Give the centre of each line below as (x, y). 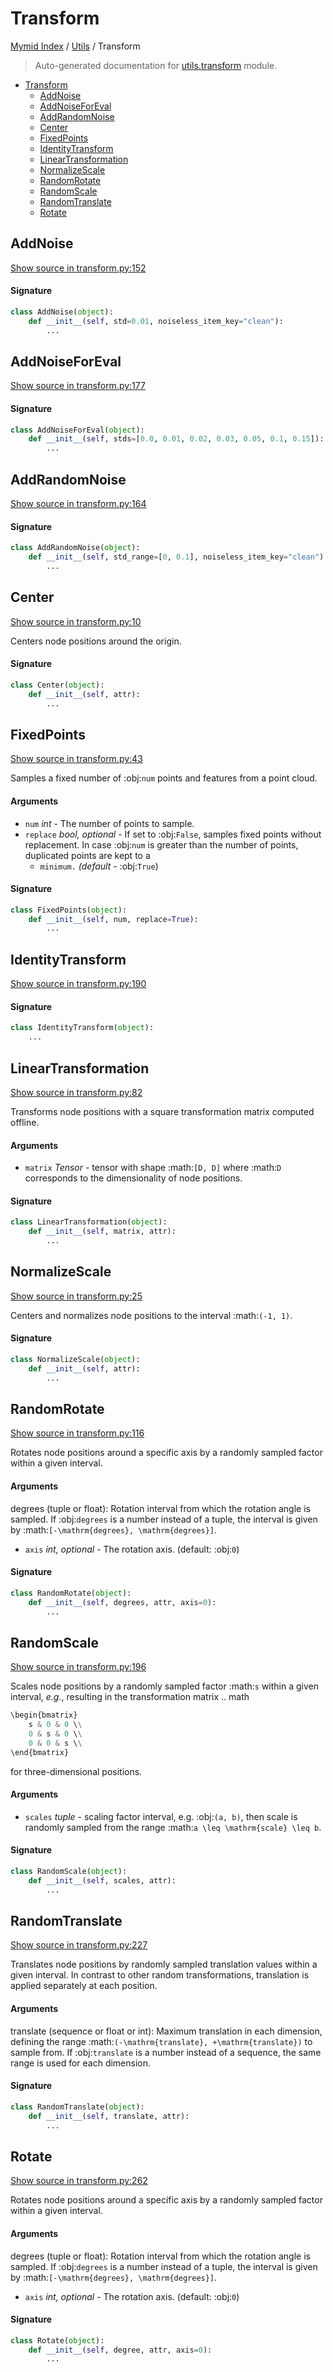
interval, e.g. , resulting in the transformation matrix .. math (130, 1697)
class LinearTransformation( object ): (89, 1222)
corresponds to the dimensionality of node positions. (133, 1178)
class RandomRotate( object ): (71, 1593)
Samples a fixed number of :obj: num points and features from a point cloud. (164, 778)
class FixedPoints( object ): (69, 910)
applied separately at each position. (84, 1986)
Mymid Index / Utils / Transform (75, 46)
